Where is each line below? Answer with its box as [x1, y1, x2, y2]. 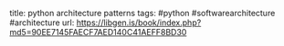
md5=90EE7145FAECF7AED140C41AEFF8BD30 [9, 27, 187, 37]
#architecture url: [9, 17, 75, 28]
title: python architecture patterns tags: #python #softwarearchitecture [9, 8, 276, 18]
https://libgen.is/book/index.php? [76, 17, 202, 28]
